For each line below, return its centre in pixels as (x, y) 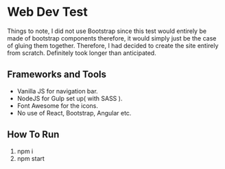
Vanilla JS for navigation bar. (57, 91)
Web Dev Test (47, 12)
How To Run (33, 135)
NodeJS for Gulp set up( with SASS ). (70, 98)
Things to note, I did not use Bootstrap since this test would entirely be (107, 31)
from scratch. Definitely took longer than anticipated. (82, 53)
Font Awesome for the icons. (57, 105)
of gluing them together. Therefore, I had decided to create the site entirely (113, 45)
